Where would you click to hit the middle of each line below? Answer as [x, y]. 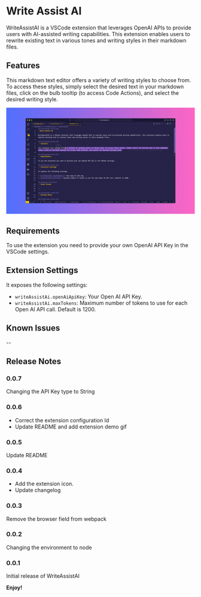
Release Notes [34, 361]
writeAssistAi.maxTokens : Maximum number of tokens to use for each [101, 303]
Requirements [33, 231]
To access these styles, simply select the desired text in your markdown [95, 86]
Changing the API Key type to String [51, 392]
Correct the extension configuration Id [62, 420]
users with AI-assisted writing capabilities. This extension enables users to [98, 34]
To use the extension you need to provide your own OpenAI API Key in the [97, 245]
